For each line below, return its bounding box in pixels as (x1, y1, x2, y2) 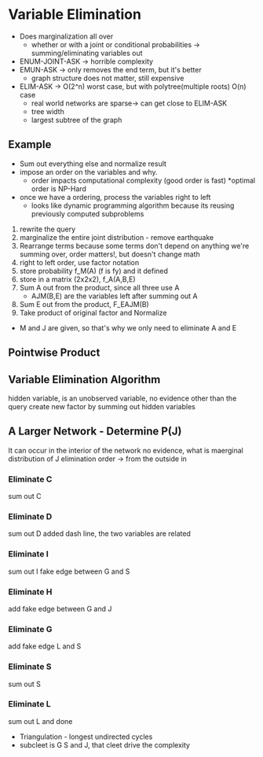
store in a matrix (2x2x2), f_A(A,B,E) (19, 274, 136, 284)
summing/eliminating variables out (31, 48, 143, 57)
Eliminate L (8, 699, 51, 710)
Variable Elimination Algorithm (8, 372, 161, 386)
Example (8, 138, 52, 151)
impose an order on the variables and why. (19, 167, 159, 176)
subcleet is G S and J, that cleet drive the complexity (19, 740, 191, 749)
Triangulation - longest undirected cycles (19, 732, 153, 741)
